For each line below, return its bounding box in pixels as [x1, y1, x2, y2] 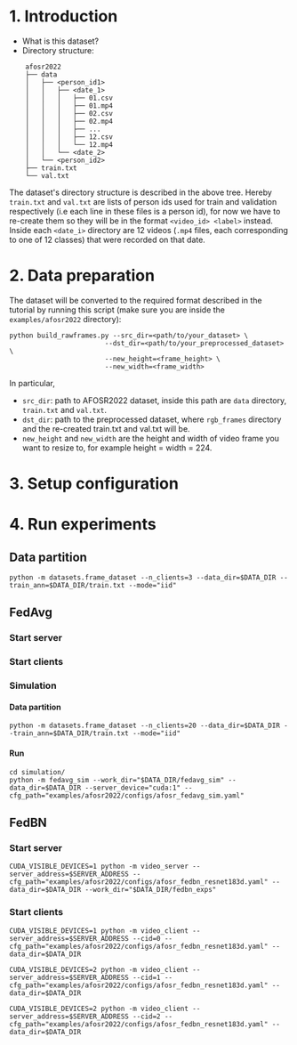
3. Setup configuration [9, 474, 180, 494]
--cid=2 [132, 1012, 162, 1021]
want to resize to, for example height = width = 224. [21, 442, 213, 453]
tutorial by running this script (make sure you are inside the [9, 304, 225, 315]
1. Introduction [9, 6, 118, 27]
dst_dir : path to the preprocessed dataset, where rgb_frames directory [21, 414, 282, 425]
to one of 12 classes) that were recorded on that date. [9, 234, 206, 245]
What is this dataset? [21, 36, 100, 46]
